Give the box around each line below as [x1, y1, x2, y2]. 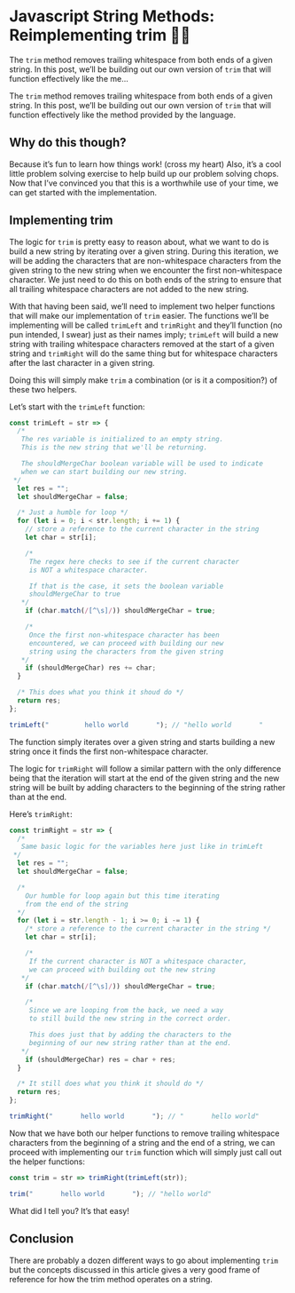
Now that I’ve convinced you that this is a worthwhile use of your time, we [9, 178, 279, 188]
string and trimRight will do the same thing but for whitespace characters [9, 348, 278, 359]
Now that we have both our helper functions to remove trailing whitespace [9, 1128, 280, 1138]
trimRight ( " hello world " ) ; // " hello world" [9, 1112, 260, 1121]
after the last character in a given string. [9, 357, 155, 368]
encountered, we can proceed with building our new [28, 639, 224, 647]
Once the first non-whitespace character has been [28, 631, 220, 639]
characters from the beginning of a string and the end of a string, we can [9, 1137, 276, 1147]
